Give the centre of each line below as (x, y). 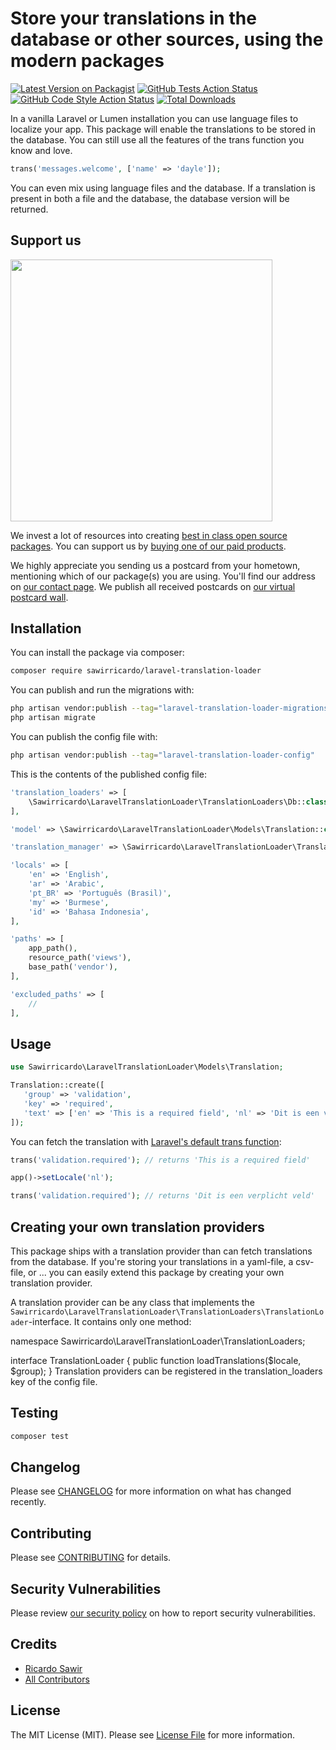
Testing (34, 1413)
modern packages (87, 61)
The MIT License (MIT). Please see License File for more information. (152, 1734)
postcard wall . (39, 597)
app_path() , (53, 948)
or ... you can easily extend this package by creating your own (156, 1272)
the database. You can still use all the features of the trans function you (157, 139)
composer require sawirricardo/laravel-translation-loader (136, 671)
